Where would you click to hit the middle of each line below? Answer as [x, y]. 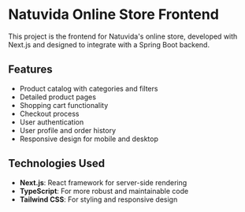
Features [30, 70]
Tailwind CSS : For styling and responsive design [98, 199]
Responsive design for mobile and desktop [89, 139]
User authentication [52, 122]
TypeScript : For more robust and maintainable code [104, 191]
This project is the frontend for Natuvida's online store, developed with [123, 36]
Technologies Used [56, 164]
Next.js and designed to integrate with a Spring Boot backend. [109, 44]
